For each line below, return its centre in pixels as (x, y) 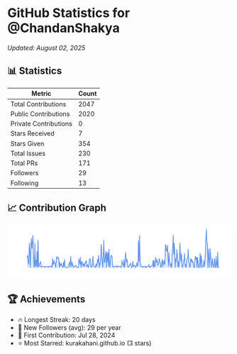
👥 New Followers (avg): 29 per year (69, 328)
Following (24, 183)
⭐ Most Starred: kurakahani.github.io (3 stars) (84, 343)
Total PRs (24, 163)
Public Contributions (40, 114)
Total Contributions (38, 104)
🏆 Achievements (46, 299)
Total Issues (28, 153)
